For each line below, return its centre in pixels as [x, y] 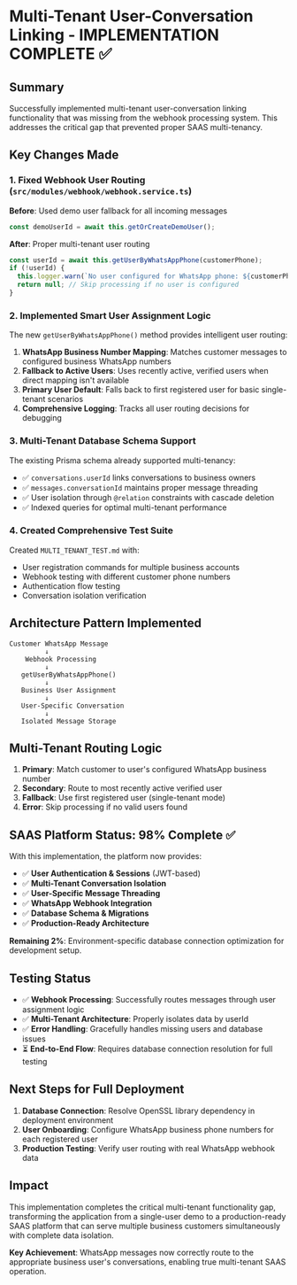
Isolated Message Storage [69, 721]
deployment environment [68, 1120]
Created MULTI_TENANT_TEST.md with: [74, 550]
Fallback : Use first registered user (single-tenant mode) [124, 798]
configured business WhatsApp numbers [97, 361]
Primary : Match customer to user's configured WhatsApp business [144, 770]
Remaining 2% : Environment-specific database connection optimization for [147, 941]
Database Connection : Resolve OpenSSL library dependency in [138, 1111]
